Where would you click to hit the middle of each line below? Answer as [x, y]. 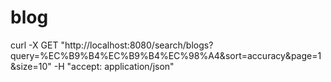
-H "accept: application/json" [114, 66]
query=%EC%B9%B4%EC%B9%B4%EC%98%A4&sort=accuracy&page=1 [166, 55]
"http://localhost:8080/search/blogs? [137, 45]
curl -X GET [34, 45]
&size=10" [31, 66]
